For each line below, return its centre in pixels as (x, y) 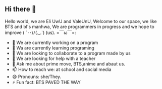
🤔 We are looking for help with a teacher (54, 58)
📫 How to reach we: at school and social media (62, 69)
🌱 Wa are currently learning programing (53, 47)
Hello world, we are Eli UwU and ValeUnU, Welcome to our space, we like (81, 21)
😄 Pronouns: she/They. (37, 76)
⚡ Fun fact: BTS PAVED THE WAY (46, 82)
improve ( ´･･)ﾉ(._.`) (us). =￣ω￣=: (40, 32)
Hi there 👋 (20, 9)
